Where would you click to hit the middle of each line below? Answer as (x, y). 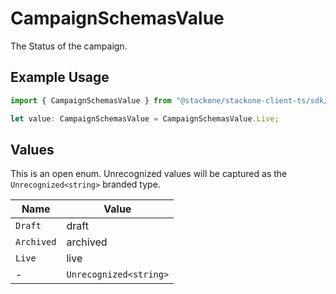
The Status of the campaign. (69, 46)
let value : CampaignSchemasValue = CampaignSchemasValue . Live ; (145, 118)
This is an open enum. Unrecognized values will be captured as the (149, 174)
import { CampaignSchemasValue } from (91, 100)
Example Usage (60, 77)
